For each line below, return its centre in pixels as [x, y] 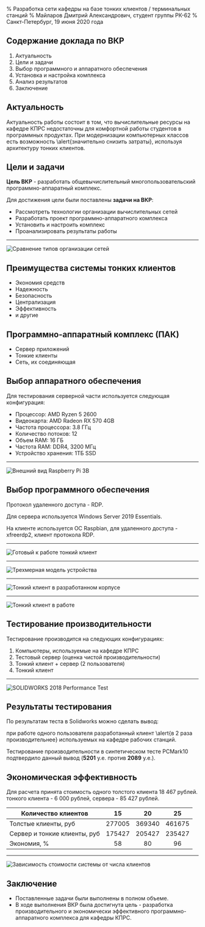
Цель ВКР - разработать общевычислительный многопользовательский [101, 182]
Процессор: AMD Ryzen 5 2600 [56, 414]
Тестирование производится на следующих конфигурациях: [85, 639]
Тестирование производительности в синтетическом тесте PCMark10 [97, 752]
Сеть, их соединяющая [45, 362]
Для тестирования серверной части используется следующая [88, 395]
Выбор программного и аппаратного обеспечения [81, 68]
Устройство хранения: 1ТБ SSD [56, 453]
